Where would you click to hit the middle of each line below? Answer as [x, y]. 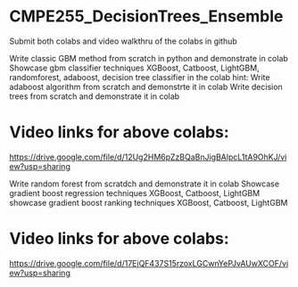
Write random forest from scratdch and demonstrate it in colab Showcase [144, 184]
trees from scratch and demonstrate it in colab [95, 96]
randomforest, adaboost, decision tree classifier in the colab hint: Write [140, 77]
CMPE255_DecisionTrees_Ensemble [146, 16]
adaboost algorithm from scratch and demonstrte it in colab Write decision [146, 86]
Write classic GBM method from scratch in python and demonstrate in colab [149, 58]
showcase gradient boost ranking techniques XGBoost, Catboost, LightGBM [149, 202]
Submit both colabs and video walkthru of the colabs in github [124, 41]
